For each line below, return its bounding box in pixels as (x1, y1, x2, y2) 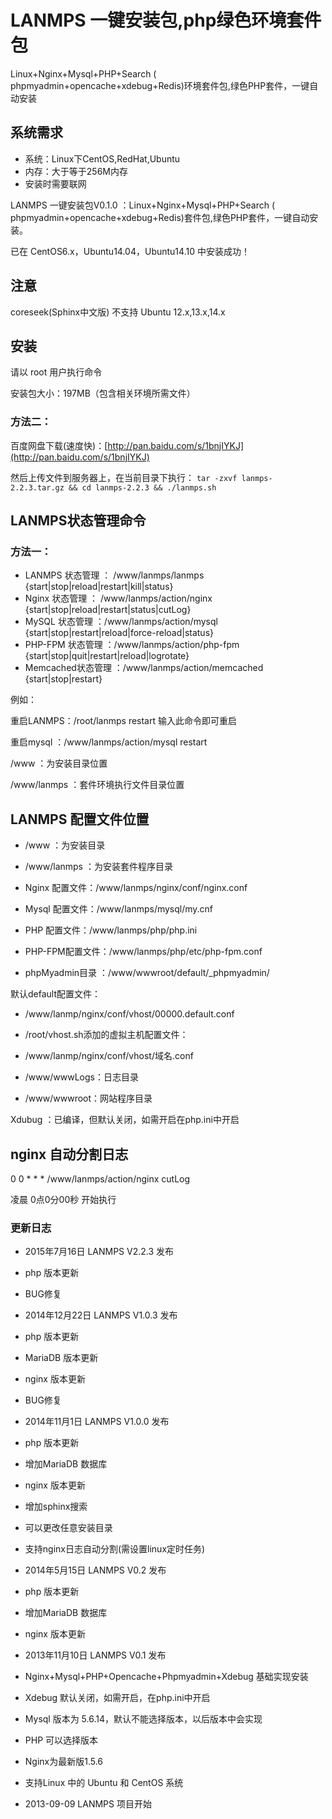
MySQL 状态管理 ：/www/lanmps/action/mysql (24, 616, 218, 628)
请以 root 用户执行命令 (10, 366, 103, 378)
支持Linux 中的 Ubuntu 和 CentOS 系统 (24, 1777, 184, 1789)
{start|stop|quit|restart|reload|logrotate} (24, 650, 190, 662)
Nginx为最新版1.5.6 (24, 1756, 104, 1768)
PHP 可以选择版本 (24, 1734, 99, 1746)
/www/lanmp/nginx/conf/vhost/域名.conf (24, 1050, 194, 1062)
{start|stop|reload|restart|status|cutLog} (24, 604, 192, 616)
